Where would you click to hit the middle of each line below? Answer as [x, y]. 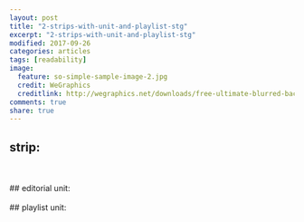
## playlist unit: [38, 208]
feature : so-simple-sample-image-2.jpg [93, 77]
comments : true [38, 102]
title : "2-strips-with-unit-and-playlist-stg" [99, 26]
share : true [32, 111]
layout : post [34, 18]
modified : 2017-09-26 [50, 43]
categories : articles [50, 52]
